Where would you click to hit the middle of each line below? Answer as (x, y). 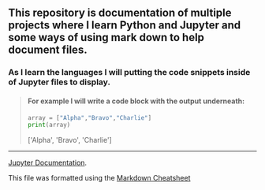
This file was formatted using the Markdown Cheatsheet (99, 178)
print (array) (49, 125)
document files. (48, 50)
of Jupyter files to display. (60, 82)
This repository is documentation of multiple (120, 13)
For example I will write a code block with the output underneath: (136, 101)
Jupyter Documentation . (48, 163)
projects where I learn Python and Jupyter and (125, 26)
